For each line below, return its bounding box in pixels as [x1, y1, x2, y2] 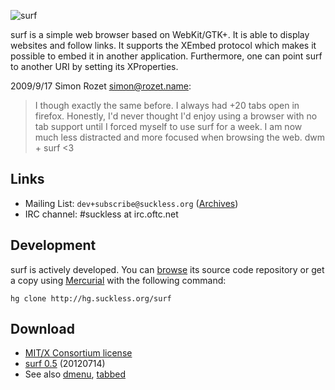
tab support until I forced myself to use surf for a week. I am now [34, 121, 303, 132]
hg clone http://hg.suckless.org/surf [10, 293, 172, 304]
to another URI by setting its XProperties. [10, 61, 179, 72]
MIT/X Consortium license [24, 347, 133, 359]
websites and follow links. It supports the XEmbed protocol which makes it [10, 40, 317, 51]
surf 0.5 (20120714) [24, 358, 106, 370]
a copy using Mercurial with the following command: [10, 274, 227, 286]
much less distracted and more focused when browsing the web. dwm [34, 131, 325, 143]
